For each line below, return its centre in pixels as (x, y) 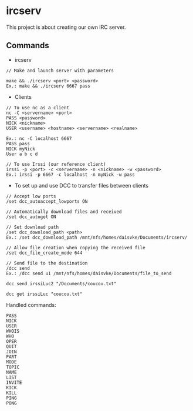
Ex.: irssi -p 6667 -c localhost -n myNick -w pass (70, 175)
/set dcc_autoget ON (31, 217)
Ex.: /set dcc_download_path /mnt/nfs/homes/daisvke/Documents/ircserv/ (97, 237)
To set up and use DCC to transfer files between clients (81, 185)
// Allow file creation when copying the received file (76, 248)
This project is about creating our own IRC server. (66, 27)
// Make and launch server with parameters (60, 71)
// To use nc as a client (38, 108)
